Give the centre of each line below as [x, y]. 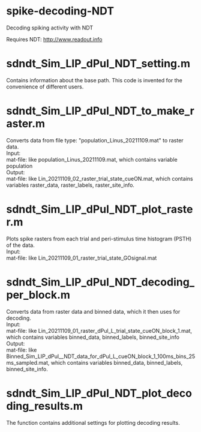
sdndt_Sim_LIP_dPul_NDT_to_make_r [100, 111]
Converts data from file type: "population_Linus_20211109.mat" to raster [95, 140]
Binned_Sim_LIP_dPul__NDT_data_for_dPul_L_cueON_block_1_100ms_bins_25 [101, 356]
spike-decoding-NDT [60, 11]
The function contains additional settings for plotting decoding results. [93, 422]
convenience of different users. [45, 87]
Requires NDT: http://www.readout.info [54, 39]
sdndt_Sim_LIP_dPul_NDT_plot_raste [100, 209]
